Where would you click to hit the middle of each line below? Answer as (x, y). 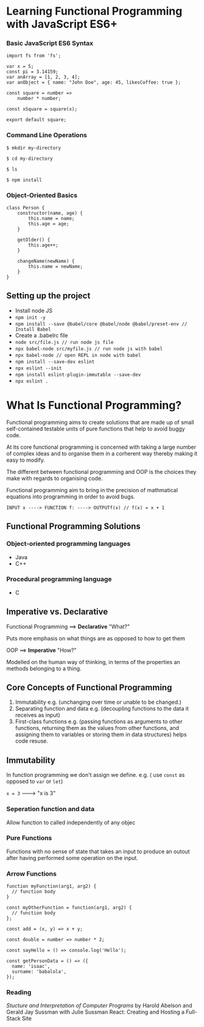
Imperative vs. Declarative (57, 612)
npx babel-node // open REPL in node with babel (78, 355)
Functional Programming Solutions (74, 527)
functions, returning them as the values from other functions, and (97, 728)
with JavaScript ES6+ (62, 24)
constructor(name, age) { (50, 213)
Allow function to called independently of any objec (71, 822)
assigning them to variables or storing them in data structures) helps (101, 735)
